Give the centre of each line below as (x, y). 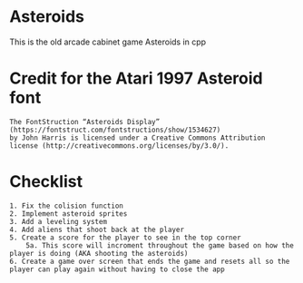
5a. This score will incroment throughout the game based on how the (160, 245)
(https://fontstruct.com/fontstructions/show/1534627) (115, 130)
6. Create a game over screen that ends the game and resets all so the (150, 261)
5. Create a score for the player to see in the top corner (126, 238)
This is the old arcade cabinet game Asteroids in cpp (108, 42)
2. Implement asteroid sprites (68, 214)
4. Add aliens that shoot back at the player (97, 229)
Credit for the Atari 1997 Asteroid (136, 78)
